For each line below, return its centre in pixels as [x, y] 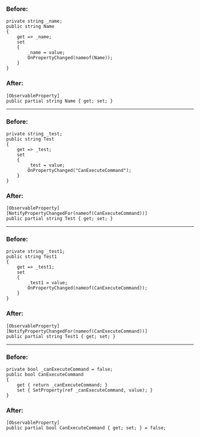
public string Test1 [32, 257]
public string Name [30, 27]
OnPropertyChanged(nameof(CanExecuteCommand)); [87, 288]
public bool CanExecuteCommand [45, 375]
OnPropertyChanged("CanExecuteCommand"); [80, 170]
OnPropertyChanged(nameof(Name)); [70, 58]
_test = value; [46, 165]
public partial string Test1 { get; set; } [61, 336]
